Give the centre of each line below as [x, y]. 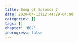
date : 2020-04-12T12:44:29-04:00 [39, 14]
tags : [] [14, 23]
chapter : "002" [21, 28]
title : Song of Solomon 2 [31, 10]
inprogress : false [24, 33]
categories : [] [21, 19]
